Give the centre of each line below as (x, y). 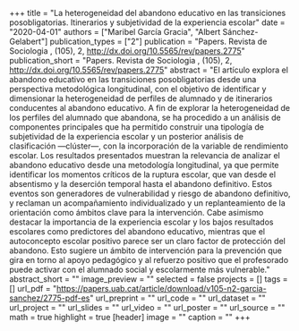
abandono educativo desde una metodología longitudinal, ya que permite (144, 165)
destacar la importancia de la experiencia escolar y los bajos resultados (141, 222)
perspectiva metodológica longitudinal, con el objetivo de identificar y (138, 89)
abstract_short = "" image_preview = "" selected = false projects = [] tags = (149, 279)
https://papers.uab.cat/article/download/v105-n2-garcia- (162, 289)
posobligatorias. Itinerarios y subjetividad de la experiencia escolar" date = (147, 22)
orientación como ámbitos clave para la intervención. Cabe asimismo (137, 212)
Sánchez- (240, 32)
